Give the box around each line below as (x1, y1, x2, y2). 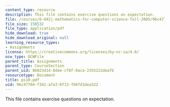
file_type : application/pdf (5, 26, 65, 31)
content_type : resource (5, 7, 56, 13)
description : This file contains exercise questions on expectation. (5, 12, 155, 17)
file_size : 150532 (5, 21, 44, 27)
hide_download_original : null (5, 36, 69, 41)
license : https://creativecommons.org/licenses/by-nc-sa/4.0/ (5, 49, 139, 54)
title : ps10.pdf (5, 77, 39, 82)
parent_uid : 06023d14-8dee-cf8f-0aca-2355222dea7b (5, 68, 114, 73)
